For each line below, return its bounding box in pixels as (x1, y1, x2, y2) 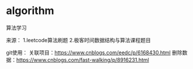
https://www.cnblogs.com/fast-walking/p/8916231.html (16, 56, 149, 63)
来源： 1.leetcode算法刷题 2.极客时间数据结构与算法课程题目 (6, 36, 151, 43)
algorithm (6, 4, 54, 18)
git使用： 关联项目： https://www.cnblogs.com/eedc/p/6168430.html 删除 (6, 49, 182, 56)
